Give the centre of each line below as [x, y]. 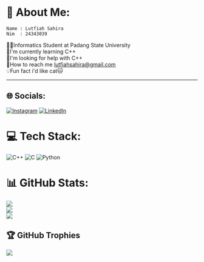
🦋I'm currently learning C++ [41, 52]
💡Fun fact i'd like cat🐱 [35, 71]
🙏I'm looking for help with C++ [45, 58]
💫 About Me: [38, 12]
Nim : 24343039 [27, 34]
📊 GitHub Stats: [48, 183]
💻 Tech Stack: [44, 136]
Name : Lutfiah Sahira [35, 29]
